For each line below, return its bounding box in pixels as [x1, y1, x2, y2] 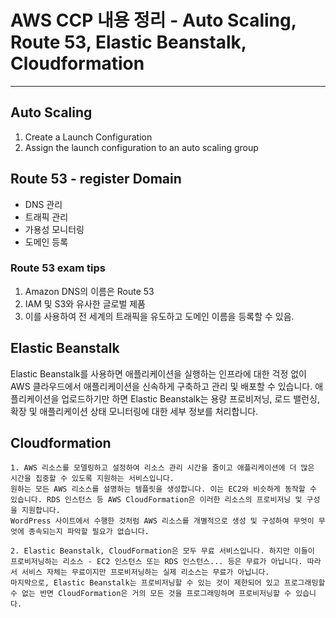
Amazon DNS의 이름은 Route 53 [24, 285, 155, 297]
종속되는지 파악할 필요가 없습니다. [28, 527, 150, 537]
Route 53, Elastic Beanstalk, [10, 31, 247, 54]
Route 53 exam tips [10, 261, 106, 275]
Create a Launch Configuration [24, 131, 153, 143]
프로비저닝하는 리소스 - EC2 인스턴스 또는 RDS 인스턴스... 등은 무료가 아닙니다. [10, 557, 303, 567]
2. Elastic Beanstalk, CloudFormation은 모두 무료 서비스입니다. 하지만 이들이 [10, 546, 315, 556]
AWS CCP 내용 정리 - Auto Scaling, [10, 9, 297, 32]
